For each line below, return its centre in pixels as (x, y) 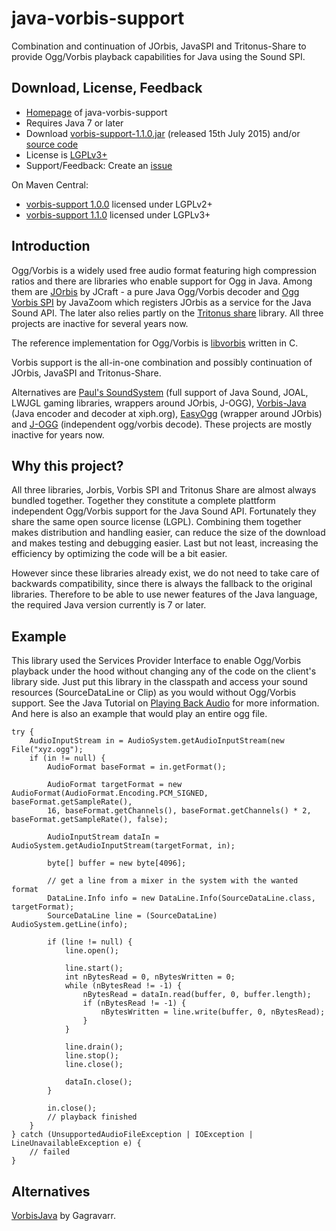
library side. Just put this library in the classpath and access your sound (159, 682)
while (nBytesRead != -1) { (123, 986)
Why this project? (67, 465)
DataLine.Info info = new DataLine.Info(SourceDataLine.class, (181, 898)
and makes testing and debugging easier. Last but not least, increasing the (165, 543)
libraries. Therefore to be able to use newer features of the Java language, (164, 594)
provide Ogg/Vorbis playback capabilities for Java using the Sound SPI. (158, 56)
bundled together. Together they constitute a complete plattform (143, 501)
